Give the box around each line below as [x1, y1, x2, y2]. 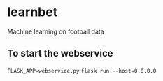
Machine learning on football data [7, 27, 105, 36]
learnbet [7, 4, 58, 20]
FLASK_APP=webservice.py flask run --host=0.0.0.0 [7, 67, 157, 74]
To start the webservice [7, 47, 113, 59]
